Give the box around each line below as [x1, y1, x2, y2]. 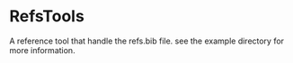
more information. [9, 44, 75, 55]
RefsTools [9, 6, 85, 27]
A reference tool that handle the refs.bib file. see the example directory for [9, 35, 285, 46]
